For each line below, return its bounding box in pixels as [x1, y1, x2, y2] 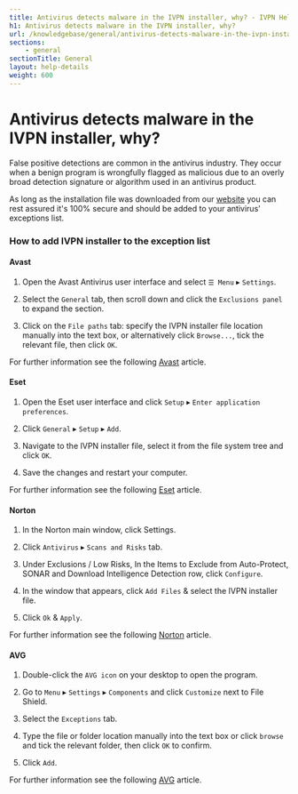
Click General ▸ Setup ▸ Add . [21, 423, 122, 434]
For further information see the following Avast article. [9, 357, 207, 367]
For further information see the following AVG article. [9, 774, 202, 785]
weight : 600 [9, 71, 53, 80]
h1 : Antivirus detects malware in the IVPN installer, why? [9, 21, 237, 30]
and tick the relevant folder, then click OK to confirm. [21, 740, 213, 751]
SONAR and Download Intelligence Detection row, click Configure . [21, 568, 263, 579]
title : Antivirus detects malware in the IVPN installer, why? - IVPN [9, 12, 276, 22]
